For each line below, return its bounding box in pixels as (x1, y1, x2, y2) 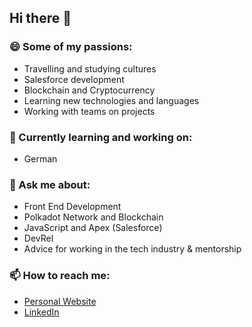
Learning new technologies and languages (23, 94, 200, 106)
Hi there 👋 (9, 10, 72, 27)
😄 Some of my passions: (9, 40, 133, 54)
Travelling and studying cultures (23, 62, 157, 75)
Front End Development (23, 201, 122, 213)
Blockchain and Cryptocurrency (23, 84, 156, 96)
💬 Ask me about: (9, 177, 91, 191)
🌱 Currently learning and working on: (9, 130, 193, 144)
